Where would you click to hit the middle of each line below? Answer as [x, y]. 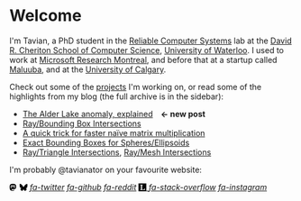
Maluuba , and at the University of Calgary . [88, 69]
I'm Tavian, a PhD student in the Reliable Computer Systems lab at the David [150, 41]
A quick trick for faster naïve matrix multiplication [114, 132]
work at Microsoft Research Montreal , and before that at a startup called [143, 59]
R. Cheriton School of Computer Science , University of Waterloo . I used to [147, 50]
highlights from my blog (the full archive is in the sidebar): [116, 96]
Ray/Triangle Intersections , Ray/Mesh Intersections [117, 152]
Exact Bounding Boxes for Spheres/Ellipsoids [106, 142]
